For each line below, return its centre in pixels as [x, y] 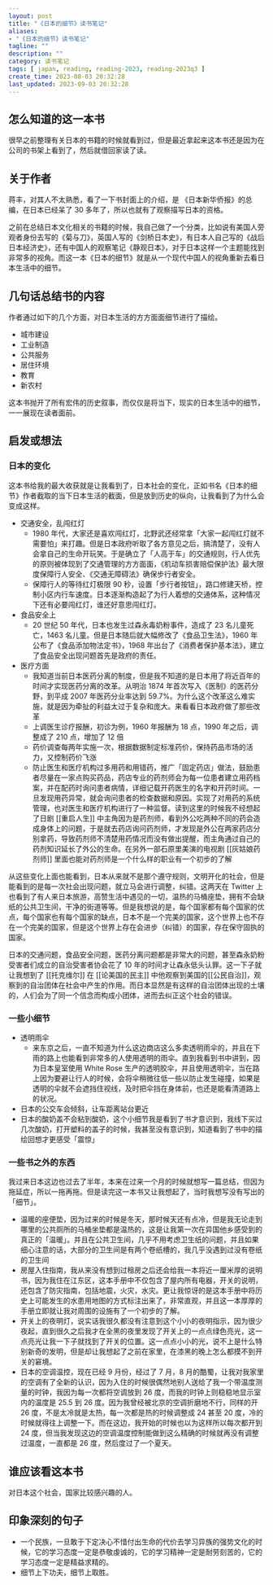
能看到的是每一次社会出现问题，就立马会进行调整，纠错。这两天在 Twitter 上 [136, 886]
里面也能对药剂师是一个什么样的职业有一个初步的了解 [143, 859]
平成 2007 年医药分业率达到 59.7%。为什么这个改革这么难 [151, 696]
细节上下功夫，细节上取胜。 [67, 1572]
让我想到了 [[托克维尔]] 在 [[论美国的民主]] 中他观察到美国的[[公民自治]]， [131, 974]
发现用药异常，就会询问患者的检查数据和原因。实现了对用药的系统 [150, 798]
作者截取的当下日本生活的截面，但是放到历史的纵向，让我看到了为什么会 [143, 495]
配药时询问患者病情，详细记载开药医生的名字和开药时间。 [157, 787]
